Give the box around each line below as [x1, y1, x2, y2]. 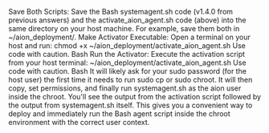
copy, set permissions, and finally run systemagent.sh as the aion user [8, 83, 242, 93]
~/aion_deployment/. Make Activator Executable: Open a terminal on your [8, 32, 251, 42]
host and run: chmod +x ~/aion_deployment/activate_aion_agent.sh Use [8, 41, 247, 50]
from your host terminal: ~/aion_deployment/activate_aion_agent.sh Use [8, 58, 247, 67]
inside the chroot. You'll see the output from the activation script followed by [8, 92, 262, 101]
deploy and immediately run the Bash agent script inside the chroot [8, 109, 230, 119]
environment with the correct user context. [8, 118, 150, 127]
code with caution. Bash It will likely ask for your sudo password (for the [8, 66, 247, 75]
